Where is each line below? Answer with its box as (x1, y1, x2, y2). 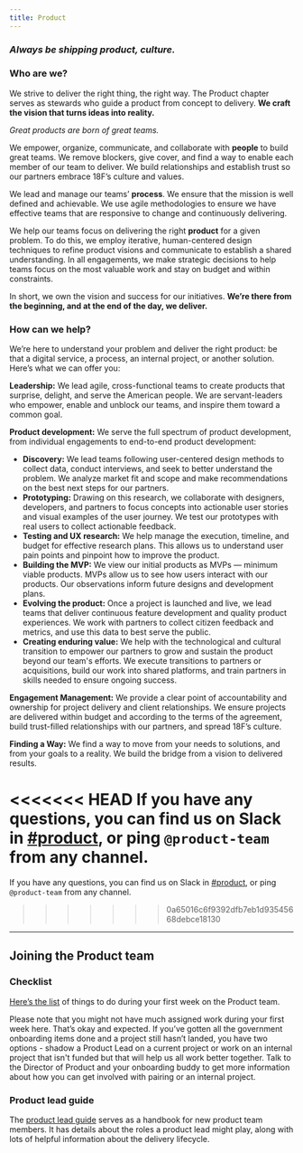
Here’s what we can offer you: (9, 363, 121, 373)
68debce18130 (166, 914, 221, 925)
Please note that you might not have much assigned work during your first (9, 1014, 285, 1025)
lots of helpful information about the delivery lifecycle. (9, 1134, 210, 1145)
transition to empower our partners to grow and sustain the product (22, 646, 273, 657)
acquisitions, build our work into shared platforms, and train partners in (22, 666, 287, 676)
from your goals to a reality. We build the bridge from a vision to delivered (9, 748, 283, 760)
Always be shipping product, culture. (9, 43, 176, 55)
